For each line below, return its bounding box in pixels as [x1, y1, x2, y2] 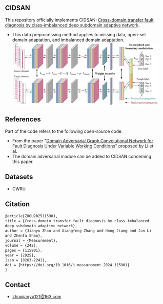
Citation [5, 200, 30, 209]
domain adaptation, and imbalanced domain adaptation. [12, 37, 124, 43]
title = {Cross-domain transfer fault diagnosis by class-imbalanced [5, 218, 150, 223]
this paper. [12, 159, 34, 164]
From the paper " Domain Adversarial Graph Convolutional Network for [12, 138, 154, 143]
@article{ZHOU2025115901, [5, 213, 58, 218]
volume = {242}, [5, 243, 38, 248]
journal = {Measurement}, [5, 238, 58, 243]
